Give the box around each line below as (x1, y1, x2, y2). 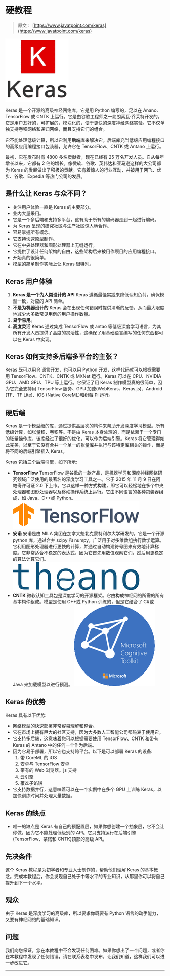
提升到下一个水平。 (5, 879, 46, 886)
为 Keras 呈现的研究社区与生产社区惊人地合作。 (12, 223, 112, 229)
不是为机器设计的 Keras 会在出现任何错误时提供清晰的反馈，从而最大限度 (12, 304, 165, 310)
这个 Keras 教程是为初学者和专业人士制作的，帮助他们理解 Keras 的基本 (5, 866, 154, 873)
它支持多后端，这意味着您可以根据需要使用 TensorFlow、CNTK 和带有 (12, 735, 158, 742)
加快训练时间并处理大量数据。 (12, 793, 75, 798)
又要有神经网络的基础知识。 (5, 917, 63, 923)
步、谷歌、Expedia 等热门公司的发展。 (5, 173, 86, 179)
